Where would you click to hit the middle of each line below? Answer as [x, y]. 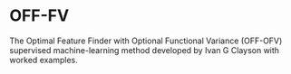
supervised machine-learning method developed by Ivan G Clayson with [144, 50]
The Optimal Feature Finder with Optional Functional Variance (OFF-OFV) [146, 41]
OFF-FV [39, 16]
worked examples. [44, 60]
